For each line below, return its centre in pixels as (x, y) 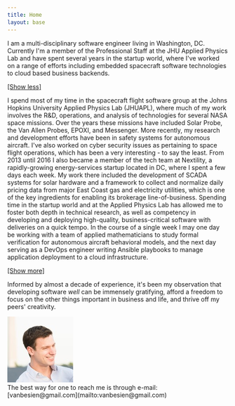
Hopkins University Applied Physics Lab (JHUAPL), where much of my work (117, 107)
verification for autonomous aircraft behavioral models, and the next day (112, 242)
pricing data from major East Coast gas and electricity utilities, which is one (116, 190)
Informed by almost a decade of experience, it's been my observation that (114, 284)
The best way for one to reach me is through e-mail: (82, 387)
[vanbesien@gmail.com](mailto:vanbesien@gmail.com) (87, 395)
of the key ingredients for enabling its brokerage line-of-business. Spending (117, 197)
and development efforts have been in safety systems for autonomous (109, 138)
